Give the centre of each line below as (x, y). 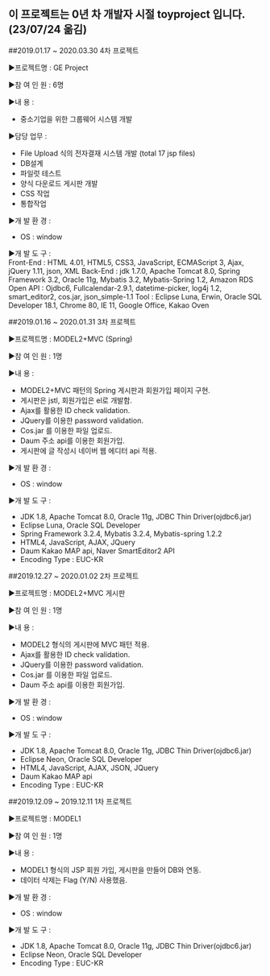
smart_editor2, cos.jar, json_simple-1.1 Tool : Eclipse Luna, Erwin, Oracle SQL (135, 296)
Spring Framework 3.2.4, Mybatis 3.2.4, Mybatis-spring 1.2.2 (121, 533)
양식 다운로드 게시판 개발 (59, 183)
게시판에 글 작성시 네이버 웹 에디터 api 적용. (88, 450)
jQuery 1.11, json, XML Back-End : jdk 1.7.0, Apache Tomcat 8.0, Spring (124, 271)
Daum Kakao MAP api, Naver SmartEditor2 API (98, 551)
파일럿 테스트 (41, 173)
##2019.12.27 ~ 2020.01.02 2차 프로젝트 (74, 576)
